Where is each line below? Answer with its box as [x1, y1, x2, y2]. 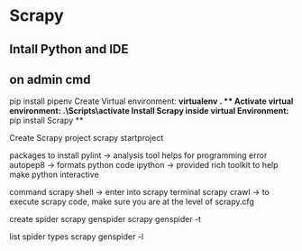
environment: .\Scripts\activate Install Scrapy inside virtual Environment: [9, 106, 289, 116]
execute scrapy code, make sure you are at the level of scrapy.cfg [9, 196, 255, 208]
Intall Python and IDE [9, 42, 129, 57]
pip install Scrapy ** [9, 115, 84, 126]
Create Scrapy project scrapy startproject [9, 133, 164, 144]
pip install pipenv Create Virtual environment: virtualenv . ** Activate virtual [9, 96, 294, 107]
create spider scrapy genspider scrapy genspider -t [9, 214, 201, 225]
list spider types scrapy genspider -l [9, 231, 144, 242]
